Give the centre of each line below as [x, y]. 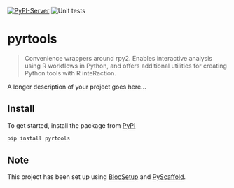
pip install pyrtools [39, 138]
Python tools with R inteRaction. [70, 73]
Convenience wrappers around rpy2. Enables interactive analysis [118, 58]
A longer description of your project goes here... [77, 87]
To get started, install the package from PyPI [71, 125]
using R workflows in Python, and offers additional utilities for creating [126, 66]
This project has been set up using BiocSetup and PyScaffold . [97, 177]
